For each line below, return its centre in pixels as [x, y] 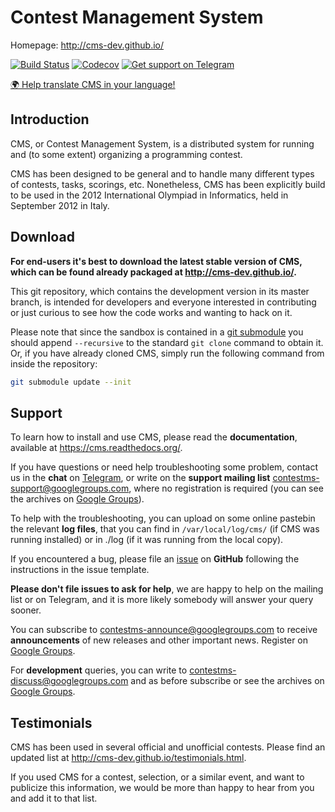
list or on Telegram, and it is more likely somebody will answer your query [162, 600]
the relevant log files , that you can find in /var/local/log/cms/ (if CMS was [165, 529]
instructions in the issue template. [80, 570]
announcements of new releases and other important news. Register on [159, 640]
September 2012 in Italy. [60, 205]
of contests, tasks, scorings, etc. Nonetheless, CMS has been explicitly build [168, 184]
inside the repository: [54, 363]
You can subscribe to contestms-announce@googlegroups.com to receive [164, 630]
